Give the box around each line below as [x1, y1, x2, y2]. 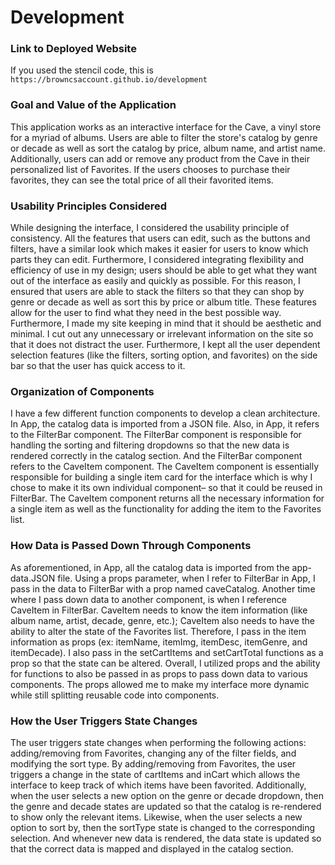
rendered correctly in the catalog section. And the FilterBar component [10, 450, 303, 462]
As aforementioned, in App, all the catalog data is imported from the [10, 561, 290, 573]
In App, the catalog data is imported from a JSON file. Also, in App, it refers [10, 418, 320, 430]
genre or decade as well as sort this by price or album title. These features [10, 296, 317, 308]
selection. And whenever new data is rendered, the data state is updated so [10, 832, 322, 844]
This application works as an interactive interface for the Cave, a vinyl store [10, 121, 322, 133]
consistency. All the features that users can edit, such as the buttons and [10, 232, 311, 245]
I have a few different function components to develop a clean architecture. [10, 407, 321, 420]
